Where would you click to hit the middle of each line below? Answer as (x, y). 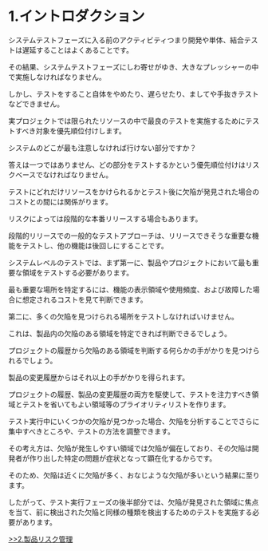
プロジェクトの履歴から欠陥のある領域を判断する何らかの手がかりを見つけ (130, 350)
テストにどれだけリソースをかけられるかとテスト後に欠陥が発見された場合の (134, 192)
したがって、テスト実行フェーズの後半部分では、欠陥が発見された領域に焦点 (134, 502)
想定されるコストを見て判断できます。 (85, 299)
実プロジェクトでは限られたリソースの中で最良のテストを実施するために (127, 121)
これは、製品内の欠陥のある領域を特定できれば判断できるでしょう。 (120, 333)
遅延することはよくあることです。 (78, 50)
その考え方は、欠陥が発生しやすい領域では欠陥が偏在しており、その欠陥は (130, 448)
